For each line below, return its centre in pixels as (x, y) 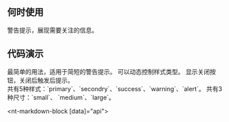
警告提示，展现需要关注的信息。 (52, 30)
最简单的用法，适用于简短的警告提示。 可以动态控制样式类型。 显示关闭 (109, 71)
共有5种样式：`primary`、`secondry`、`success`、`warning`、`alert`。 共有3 (115, 88)
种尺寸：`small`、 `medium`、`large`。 (61, 97)
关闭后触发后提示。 (46, 80)
